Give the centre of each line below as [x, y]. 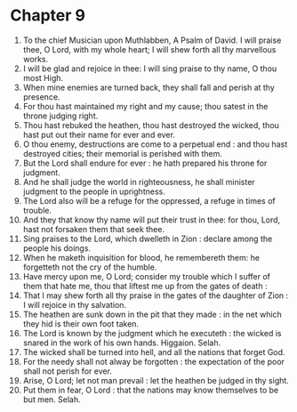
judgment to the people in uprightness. [94, 191]
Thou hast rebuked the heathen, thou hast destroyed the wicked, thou [151, 125]
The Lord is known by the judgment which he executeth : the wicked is [152, 333]
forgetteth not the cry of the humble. [90, 267]
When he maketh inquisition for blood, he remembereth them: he [141, 257]
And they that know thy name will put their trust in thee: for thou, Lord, [152, 220]
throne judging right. [60, 116]
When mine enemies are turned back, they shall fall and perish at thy [148, 87]
